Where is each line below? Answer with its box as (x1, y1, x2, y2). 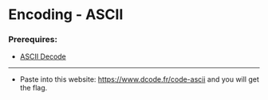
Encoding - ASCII (8, 6, 124, 24)
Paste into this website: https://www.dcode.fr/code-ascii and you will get (19, 75, 259, 84)
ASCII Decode (19, 52, 66, 61)
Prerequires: (8, 34, 58, 45)
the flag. (19, 83, 48, 93)
